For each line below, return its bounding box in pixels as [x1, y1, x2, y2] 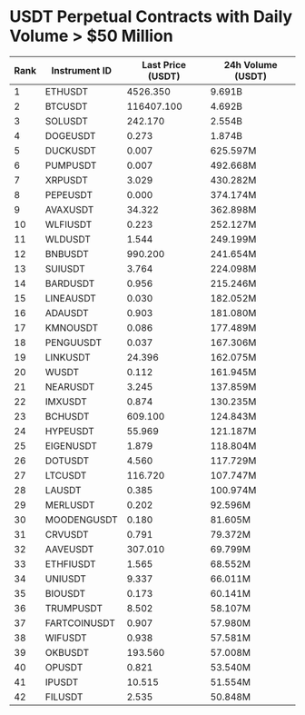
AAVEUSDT [44, 542, 94, 555]
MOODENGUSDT [44, 513, 118, 526]
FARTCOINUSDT [44, 616, 115, 629]
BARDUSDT [44, 277, 95, 290]
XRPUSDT [44, 174, 88, 186]
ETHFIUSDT [44, 557, 97, 570]
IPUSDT [44, 675, 79, 688]
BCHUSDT [44, 410, 90, 422]
